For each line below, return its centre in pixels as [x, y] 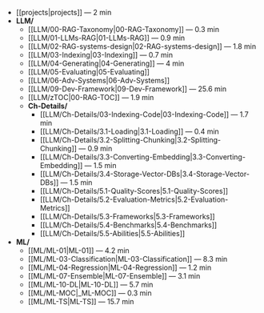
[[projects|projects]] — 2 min [64, 12]
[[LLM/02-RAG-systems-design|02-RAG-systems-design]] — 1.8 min [142, 46]
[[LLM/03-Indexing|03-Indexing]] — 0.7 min [100, 55]
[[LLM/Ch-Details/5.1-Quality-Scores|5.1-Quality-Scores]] [134, 191]
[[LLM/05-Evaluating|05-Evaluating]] [89, 72]
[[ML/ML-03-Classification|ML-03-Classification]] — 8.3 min [128, 259]
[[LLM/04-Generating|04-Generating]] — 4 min [106, 63]
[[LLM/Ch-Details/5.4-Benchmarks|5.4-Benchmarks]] [128, 225]
